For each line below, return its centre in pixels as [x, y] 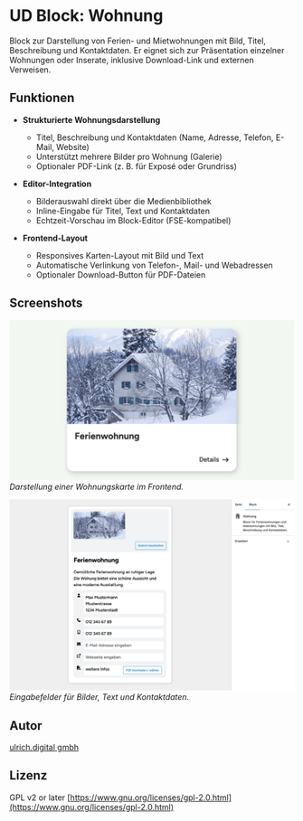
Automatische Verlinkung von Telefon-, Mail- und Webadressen [154, 265]
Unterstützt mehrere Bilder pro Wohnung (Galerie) [129, 156]
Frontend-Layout [55, 238]
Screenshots [46, 303]
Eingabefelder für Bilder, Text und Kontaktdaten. [99, 697]
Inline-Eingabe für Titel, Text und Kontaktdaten [123, 211]
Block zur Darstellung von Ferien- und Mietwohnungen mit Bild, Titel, [138, 41]
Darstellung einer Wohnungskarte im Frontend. [96, 487]
